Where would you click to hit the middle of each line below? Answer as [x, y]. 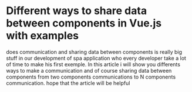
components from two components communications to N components [91, 77]
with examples [43, 36]
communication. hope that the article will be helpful [68, 83]
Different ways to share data [77, 11]
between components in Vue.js [84, 23]
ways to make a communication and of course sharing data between [89, 70]
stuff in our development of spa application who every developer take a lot [96, 58]
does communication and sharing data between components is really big [94, 52]
